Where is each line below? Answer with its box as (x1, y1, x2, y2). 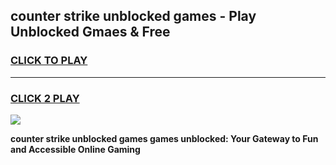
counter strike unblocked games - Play (10, 8, 257, 25)
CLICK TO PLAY (10, 54, 88, 68)
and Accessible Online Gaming (10, 143, 141, 155)
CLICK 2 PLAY (10, 91, 80, 105)
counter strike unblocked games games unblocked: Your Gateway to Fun (10, 132, 319, 144)
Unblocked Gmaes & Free (10, 24, 171, 41)
